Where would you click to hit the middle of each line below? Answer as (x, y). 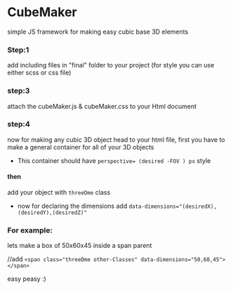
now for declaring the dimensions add (72, 206)
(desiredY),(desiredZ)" (52, 213)
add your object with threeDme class (59, 192)
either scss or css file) (39, 73)
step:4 (19, 124)
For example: (30, 230)
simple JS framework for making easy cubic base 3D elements (98, 32)
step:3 (19, 91)
